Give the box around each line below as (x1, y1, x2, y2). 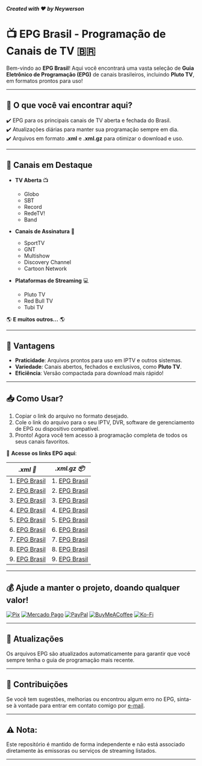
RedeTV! (23, 209, 45, 217)
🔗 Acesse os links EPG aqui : (6, 449, 77, 457)
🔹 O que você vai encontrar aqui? (6, 100, 133, 111)
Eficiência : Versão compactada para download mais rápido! (14, 369, 164, 377)
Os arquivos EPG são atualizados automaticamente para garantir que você (6, 650, 191, 657)
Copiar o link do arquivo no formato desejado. (14, 412, 129, 420)
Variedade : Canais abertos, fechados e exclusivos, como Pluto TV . (14, 363, 182, 371)
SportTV (23, 239, 45, 246)
